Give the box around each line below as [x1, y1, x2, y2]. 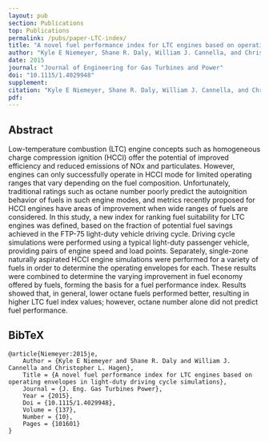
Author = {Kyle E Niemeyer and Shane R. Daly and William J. [22, 356, 231, 364]
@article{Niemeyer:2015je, [8, 349, 98, 358]
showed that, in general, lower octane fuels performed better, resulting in [8, 289, 250, 298]
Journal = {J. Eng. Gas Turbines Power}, [22, 384, 163, 392]
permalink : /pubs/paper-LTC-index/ [8, 34, 127, 42]
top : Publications [8, 26, 70, 34]
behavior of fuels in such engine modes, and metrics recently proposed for [8, 195, 256, 205]
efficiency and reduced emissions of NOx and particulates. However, [8, 161, 235, 171]
